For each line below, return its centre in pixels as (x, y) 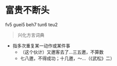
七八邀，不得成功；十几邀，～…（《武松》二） (67, 58)
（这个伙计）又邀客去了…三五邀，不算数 (62, 52)
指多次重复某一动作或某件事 (41, 45)
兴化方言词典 (31, 35)
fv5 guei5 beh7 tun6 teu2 (32, 24)
